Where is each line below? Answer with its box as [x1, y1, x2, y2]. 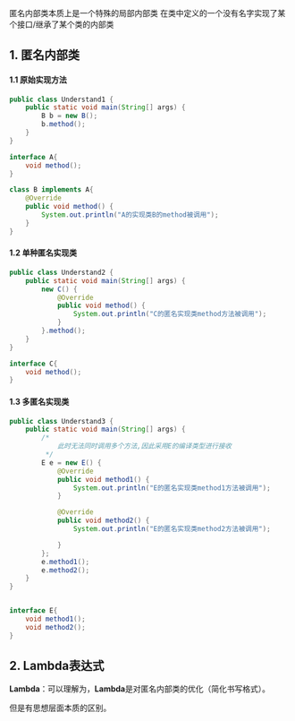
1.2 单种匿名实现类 [9, 247, 78, 258]
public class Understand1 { [9, 95, 114, 104]
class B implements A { [9, 185, 94, 194]
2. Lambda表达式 [9, 658, 105, 674]
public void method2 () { [56, 516, 150, 526]
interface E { [9, 606, 58, 615]
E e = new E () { [41, 458, 102, 468]
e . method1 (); [41, 557, 90, 566]
